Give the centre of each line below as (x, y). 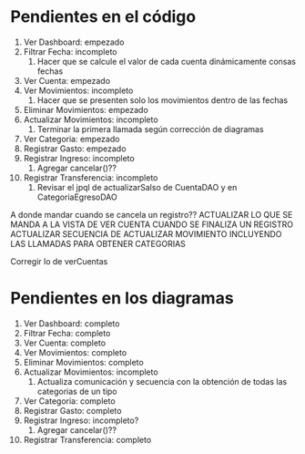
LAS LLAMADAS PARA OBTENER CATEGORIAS (98, 243)
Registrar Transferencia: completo (87, 439)
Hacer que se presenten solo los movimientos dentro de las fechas (163, 100)
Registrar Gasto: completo (72, 410)
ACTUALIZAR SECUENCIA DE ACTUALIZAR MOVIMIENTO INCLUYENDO (146, 233)
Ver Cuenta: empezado (67, 80)
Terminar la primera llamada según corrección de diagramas (150, 129)
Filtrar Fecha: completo (67, 333)
